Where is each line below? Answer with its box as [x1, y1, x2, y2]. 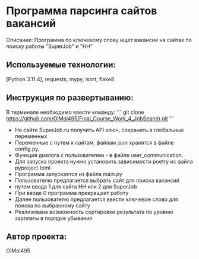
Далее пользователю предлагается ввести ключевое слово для [14, 196, 178, 203]
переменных [14, 132, 48, 140]
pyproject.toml [14, 164, 50, 171]
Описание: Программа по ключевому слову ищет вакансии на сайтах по [6, 36, 192, 43]
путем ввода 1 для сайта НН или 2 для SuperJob [14, 183, 137, 190]
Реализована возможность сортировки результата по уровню [14, 208, 173, 215]
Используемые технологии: [6, 60, 116, 70]
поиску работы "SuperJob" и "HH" [6, 43, 93, 50]
